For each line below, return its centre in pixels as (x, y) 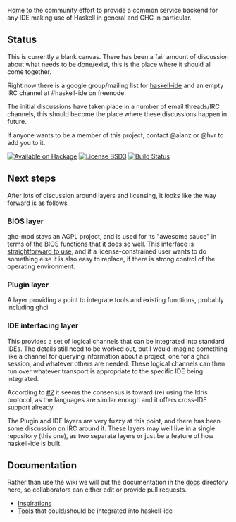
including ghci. (29, 307)
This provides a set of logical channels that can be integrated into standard (116, 341)
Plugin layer (28, 285)
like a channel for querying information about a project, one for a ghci (108, 356)
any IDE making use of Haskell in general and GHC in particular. (99, 18)
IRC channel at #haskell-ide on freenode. (67, 93)
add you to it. (26, 142)
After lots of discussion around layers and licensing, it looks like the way (112, 195)
